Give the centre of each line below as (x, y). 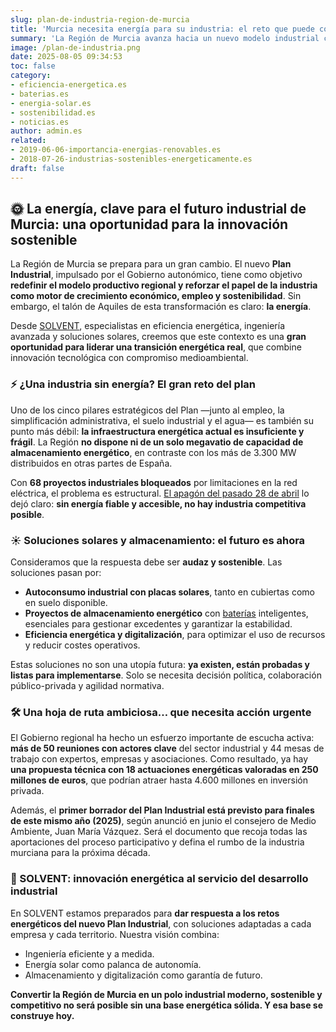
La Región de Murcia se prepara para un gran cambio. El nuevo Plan (151, 264)
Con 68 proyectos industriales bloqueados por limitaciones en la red (154, 482)
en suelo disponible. (66, 603)
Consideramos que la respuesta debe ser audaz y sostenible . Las (146, 562)
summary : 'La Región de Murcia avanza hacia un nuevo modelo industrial (165, 38)
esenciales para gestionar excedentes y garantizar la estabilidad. (158, 624)
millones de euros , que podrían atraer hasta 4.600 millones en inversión (159, 780)
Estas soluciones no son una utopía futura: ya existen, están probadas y (160, 665)
